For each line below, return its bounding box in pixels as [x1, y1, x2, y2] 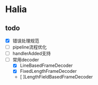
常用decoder [12, 57, 39, 63]
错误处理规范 [12, 38, 39, 44]
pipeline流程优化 [12, 44, 47, 50]
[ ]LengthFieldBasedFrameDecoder [20, 74, 93, 80]
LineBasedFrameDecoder [20, 62, 73, 69]
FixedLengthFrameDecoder [20, 68, 77, 74]
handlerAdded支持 [12, 51, 51, 57]
